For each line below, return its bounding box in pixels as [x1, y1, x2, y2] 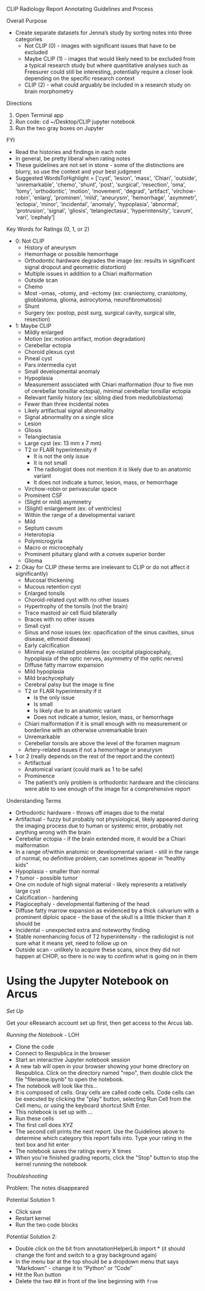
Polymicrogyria [24, 537, 63, 545]
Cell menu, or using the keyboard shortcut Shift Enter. [15, 1101, 151, 1109]
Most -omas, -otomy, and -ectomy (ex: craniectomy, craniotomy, [24, 290, 188, 297]
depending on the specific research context [24, 75, 135, 82]
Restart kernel [15, 1214, 51, 1222]
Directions [6, 99, 32, 107]
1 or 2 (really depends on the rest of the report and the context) [15, 753, 175, 760]
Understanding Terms [6, 797, 61, 804]
